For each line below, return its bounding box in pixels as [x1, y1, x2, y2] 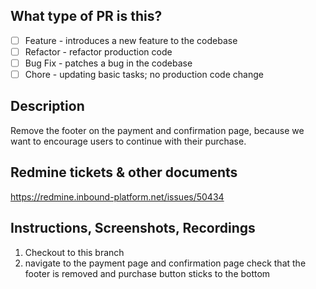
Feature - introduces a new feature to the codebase [24, 34, 238, 46]
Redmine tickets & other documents [10, 164, 238, 181]
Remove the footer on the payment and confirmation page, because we [10, 124, 305, 136]
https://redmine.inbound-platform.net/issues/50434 [10, 190, 225, 203]
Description [10, 98, 85, 115]
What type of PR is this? [10, 8, 163, 25]
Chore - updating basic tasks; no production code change [24, 69, 264, 80]
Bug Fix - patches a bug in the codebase [24, 57, 193, 69]
